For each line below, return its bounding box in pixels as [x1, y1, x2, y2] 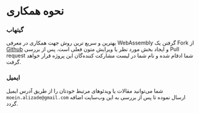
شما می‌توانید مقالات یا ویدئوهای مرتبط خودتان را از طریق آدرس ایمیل [6, 87, 163, 94]
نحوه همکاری [6, 4, 65, 18]
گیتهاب [6, 26, 24, 34]
